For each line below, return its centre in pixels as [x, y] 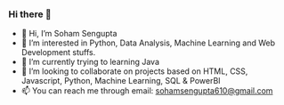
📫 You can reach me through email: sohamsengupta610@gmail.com [147, 91]
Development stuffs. [58, 52]
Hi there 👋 [30, 14]
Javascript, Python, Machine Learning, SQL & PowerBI [121, 81]
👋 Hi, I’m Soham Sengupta [69, 34]
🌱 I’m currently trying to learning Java [90, 62]
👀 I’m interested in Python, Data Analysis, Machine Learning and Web [148, 43]
